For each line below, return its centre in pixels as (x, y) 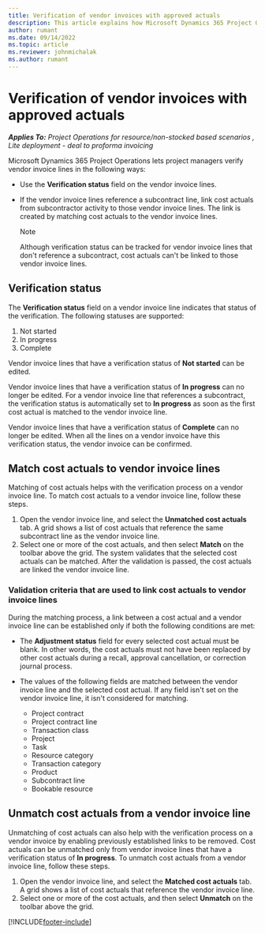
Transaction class (60, 730)
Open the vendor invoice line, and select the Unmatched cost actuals (133, 519)
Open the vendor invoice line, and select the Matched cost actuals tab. (136, 881)
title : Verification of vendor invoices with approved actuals (114, 15)
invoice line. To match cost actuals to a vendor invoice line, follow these (125, 496)
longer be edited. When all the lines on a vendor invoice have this (114, 435)
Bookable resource (62, 788)
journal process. (46, 666)
